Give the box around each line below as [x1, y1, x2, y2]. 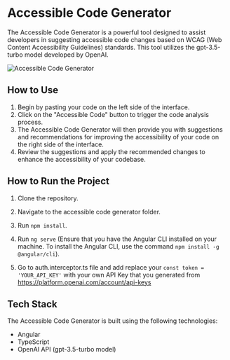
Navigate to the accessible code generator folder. [17, 207, 161, 216]
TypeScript [17, 338, 50, 346]
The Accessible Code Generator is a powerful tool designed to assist [7, 28, 206, 36]
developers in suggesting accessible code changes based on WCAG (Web [7, 35, 222, 43]
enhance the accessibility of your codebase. [17, 155, 146, 163]
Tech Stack [7, 298, 57, 310]
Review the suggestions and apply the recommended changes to [17, 147, 205, 155]
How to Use [7, 84, 59, 96]
